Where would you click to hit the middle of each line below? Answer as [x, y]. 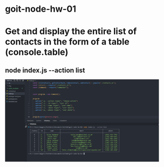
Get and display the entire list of [71, 32]
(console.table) [37, 52]
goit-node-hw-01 [41, 9]
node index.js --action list [45, 70]
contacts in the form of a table [67, 42]
